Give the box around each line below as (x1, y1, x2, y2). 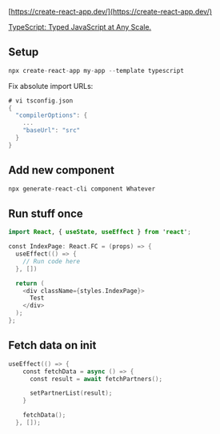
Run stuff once (8, 207, 84, 220)
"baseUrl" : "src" (22, 127, 81, 135)
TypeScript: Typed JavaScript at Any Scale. (8, 22, 152, 31)
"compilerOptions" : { (15, 111, 88, 119)
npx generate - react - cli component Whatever (8, 184, 156, 193)
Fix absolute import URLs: (8, 81, 94, 90)
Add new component (8, 163, 114, 177)
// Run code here (22, 257, 81, 265)
